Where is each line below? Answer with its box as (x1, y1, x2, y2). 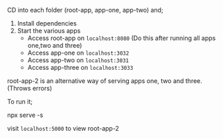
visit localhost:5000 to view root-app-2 (7, 124, 120, 132)
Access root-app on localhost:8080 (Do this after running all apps (27, 34, 216, 42)
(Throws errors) (7, 84, 53, 92)
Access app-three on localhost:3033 (27, 64, 134, 71)
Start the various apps (17, 27, 81, 35)
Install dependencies (17, 19, 78, 27)
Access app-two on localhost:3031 (27, 56, 130, 64)
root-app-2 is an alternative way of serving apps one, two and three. (7, 77, 203, 85)
